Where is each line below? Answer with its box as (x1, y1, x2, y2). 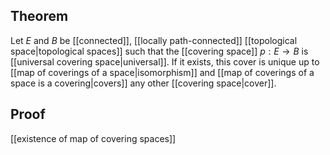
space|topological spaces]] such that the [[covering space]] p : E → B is (10, 45, 309, 57)
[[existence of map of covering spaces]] (10, 132, 177, 144)
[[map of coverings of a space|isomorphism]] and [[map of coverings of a (10, 66, 315, 78)
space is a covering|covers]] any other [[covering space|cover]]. (10, 77, 277, 89)
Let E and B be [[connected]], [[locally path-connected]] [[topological (10, 34, 298, 46)
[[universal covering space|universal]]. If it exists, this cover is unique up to (10, 55, 320, 68)
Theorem (10, 8, 69, 25)
